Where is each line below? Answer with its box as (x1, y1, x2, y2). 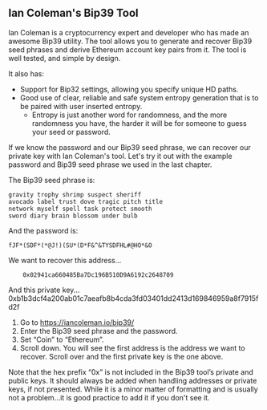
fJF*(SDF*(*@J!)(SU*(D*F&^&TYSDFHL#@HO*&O (8, 241, 152, 250)
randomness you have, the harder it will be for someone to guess (31, 118, 247, 128)
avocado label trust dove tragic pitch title (8, 197, 163, 205)
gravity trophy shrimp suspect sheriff (8, 190, 142, 199)
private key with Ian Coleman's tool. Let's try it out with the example (8, 151, 233, 160)
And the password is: (8, 225, 79, 235)
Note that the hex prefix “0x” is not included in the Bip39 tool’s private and (8, 367, 254, 376)
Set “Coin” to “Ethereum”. (19, 335, 104, 344)
